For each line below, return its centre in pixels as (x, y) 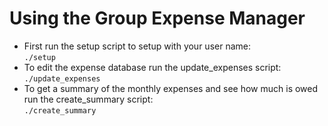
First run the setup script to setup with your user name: (137, 46)
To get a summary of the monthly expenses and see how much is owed (171, 88)
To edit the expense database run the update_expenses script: (152, 67)
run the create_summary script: (88, 99)
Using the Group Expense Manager (157, 18)
